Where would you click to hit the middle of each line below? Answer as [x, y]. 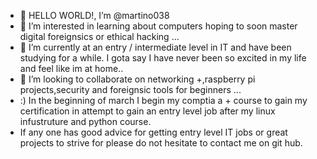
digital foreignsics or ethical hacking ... [99, 36]
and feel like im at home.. [71, 68]
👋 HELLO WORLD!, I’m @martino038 [94, 15]
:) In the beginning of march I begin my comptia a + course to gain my [163, 100]
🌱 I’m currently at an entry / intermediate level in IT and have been [155, 47]
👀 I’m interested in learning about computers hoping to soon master [158, 26]
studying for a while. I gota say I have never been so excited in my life [163, 58]
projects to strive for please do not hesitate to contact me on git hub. [161, 143]
